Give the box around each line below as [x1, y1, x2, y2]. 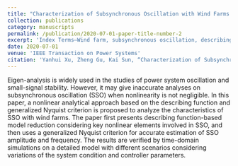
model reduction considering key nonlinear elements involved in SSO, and [7, 121, 223, 129]
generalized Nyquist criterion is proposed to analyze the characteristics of [7, 105, 224, 114]
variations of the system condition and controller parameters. [7, 150, 186, 159]
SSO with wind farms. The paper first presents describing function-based [7, 113, 222, 121]
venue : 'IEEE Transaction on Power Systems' [7, 50, 141, 57]
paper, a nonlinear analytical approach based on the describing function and [7, 98, 231, 107]
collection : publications [7, 17, 84, 24]
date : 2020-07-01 [7, 43, 59, 50]
